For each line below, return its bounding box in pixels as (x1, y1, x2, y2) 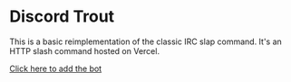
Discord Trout (9, 6, 115, 27)
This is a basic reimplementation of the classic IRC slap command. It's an (9, 36, 283, 47)
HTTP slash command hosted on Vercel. (9, 45, 160, 56)
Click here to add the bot (9, 63, 102, 74)
